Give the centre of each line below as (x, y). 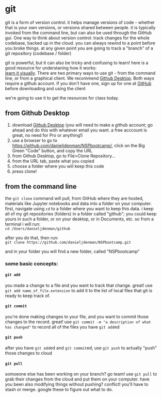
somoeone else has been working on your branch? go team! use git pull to (81, 374)
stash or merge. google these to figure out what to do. (59, 390)
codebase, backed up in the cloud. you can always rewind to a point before (80, 43)
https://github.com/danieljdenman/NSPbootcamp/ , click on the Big (78, 145)
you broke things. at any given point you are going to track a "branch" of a (79, 48)
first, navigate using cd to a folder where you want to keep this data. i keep (79, 208)
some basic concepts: (32, 264)
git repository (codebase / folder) (38, 53)
